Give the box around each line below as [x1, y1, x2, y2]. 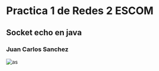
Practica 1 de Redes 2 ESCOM [6, 4, 154, 18]
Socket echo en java [6, 28, 82, 38]
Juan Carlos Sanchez [6, 45, 69, 53]
